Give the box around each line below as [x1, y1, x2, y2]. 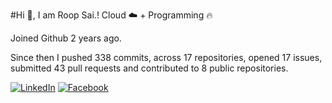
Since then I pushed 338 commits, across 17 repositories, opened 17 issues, [10, 52, 323, 63]
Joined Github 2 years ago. [10, 32, 122, 44]
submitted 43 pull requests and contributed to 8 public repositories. [10, 62, 289, 74]
